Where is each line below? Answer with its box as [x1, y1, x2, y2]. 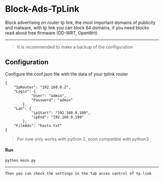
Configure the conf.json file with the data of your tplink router [5, 71, 128, 77]
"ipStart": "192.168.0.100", [31, 110, 91, 115]
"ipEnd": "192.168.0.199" [31, 115, 84, 120]
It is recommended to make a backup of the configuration [17, 44, 133, 50]
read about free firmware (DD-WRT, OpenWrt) [5, 30, 98, 36]
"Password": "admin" [31, 98, 73, 102]
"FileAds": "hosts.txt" [14, 123, 62, 128]
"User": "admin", [31, 93, 67, 98]
